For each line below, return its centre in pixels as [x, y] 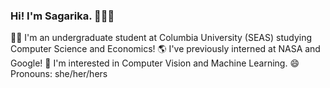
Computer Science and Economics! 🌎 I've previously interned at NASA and [165, 49]
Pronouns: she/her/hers [59, 74]
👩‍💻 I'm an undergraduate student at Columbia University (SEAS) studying [161, 38]
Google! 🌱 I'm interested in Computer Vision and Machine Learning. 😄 [155, 63]
